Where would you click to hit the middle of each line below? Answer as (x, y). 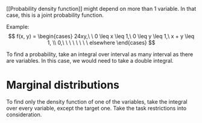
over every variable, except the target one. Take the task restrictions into (96, 108)
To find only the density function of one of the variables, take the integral (97, 101)
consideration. (24, 115)
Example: (18, 27)
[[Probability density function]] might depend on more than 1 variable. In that (101, 9)
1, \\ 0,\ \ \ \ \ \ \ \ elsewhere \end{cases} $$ (101, 43)
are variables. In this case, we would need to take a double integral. (90, 61)
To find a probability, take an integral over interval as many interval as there (100, 54)
